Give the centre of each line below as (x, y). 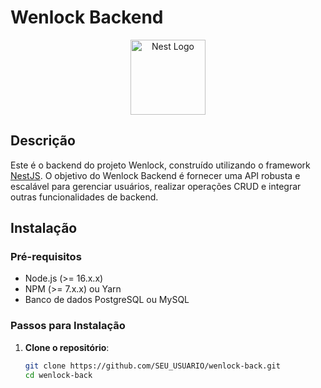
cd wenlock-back (58, 375)
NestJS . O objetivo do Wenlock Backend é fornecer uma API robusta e (155, 175)
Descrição (43, 141)
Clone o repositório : (67, 347)
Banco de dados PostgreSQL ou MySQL (107, 300)
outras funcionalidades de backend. (84, 197)
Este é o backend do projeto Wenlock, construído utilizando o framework (160, 165)
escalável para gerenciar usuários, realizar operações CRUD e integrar (156, 186)
